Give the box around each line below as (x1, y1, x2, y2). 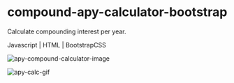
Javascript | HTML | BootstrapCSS (7, 40, 106, 49)
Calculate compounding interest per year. (7, 27, 126, 36)
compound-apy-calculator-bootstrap (7, 4, 228, 20)
